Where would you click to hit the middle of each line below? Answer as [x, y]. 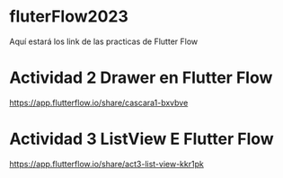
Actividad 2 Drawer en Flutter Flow [141, 78]
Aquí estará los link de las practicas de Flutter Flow [104, 41]
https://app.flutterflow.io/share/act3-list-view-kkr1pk [106, 164]
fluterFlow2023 [69, 17]
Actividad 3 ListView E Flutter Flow [141, 139]
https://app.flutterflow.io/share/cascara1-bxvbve [99, 102]
